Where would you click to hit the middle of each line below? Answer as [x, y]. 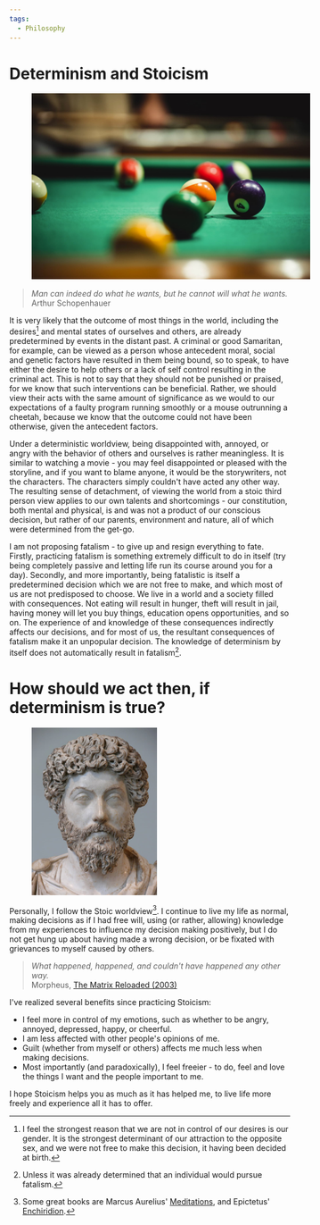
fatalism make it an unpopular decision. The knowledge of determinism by [145, 642]
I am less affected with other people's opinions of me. [121, 1039]
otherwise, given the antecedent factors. [84, 427]
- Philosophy [41, 28]
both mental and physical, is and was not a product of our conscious [135, 510]
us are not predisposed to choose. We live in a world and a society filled [141, 594]
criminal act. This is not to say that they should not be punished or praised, [146, 379]
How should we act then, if [110, 688]
